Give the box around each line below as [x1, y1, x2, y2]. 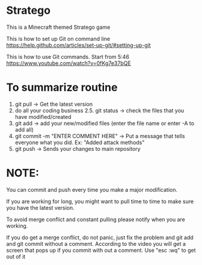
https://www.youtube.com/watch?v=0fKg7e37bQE [6, 59, 131, 67]
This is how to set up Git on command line [6, 35, 110, 42]
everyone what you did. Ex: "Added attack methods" [14, 139, 145, 146]
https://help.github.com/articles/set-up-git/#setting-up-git [6, 41, 151, 49]
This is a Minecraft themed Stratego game [6, 23, 111, 31]
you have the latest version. [6, 204, 75, 211]
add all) [14, 126, 34, 133]
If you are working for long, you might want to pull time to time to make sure [6, 198, 194, 205]
